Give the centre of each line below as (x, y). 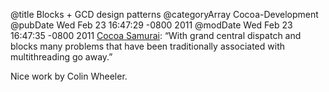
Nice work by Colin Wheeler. (69, 76)
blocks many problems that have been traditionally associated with (147, 46)
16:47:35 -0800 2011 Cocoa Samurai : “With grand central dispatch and (156, 35)
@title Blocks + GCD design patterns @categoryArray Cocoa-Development (164, 14)
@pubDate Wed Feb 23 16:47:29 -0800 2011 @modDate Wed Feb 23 (151, 25)
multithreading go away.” (61, 57)
